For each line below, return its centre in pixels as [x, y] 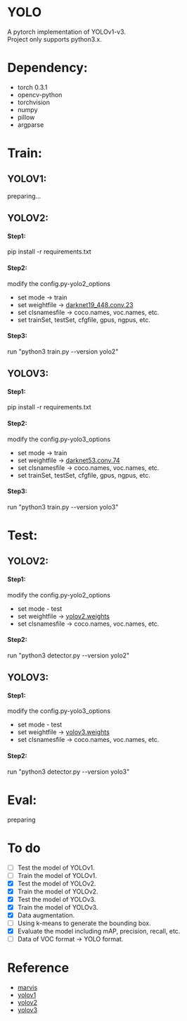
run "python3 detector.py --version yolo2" [69, 655]
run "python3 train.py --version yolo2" [63, 351]
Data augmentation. [46, 915]
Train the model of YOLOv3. [58, 907]
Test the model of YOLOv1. [56, 867]
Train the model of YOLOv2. [58, 891]
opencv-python [40, 94]
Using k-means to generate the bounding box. [84, 923]
